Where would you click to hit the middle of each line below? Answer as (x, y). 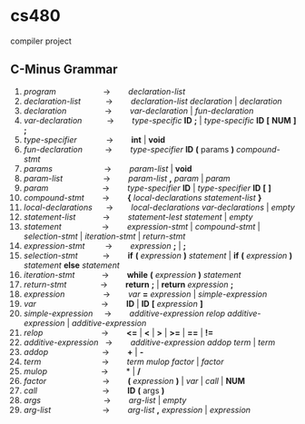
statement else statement (72, 265)
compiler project (41, 41)
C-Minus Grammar (64, 69)
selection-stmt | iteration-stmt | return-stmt (104, 236)
